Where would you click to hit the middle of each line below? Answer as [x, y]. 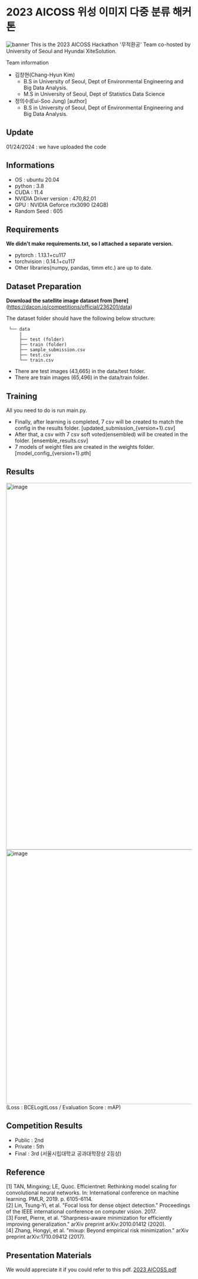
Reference [26, 1172]
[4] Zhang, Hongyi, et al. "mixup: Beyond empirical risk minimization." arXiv [98, 1231]
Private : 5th [29, 1146]
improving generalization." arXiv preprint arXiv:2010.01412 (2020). [86, 1224]
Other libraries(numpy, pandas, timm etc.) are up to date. [84, 268]
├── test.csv [35, 355]
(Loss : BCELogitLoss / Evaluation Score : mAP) [64, 1107]
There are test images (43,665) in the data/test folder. [80, 371]
